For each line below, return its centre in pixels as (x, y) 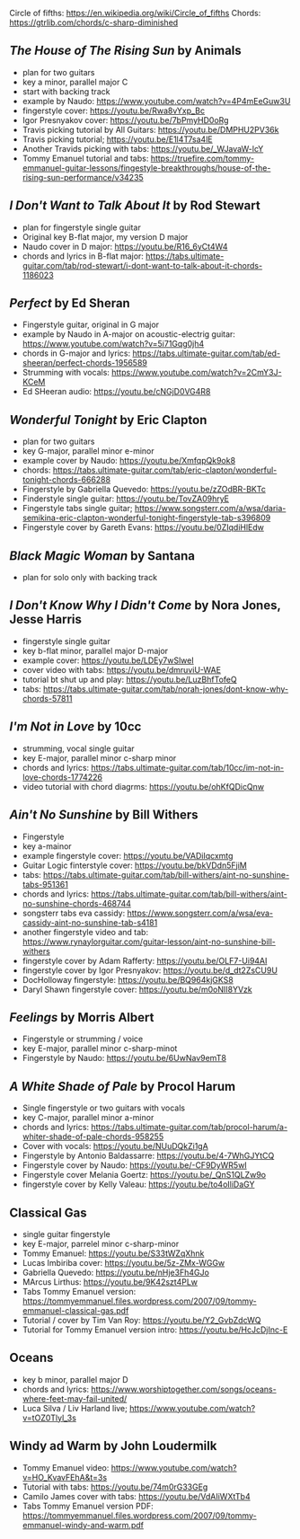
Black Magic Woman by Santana (102, 556)
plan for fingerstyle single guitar (81, 227)
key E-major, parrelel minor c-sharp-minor (101, 1243)
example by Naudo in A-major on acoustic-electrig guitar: (129, 334)
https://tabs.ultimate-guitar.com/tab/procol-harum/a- (190, 1128)
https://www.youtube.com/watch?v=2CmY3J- (197, 373)
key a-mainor (47, 846)
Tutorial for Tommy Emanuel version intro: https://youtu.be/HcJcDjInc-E (155, 1330)
